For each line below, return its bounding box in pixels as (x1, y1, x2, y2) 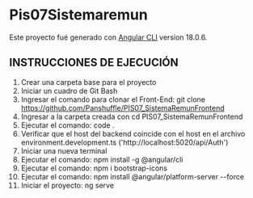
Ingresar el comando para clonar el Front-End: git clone (20, 95, 205, 104)
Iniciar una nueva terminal (20, 145, 108, 155)
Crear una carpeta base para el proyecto (20, 77, 157, 86)
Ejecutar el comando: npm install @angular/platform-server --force (20, 171, 245, 181)
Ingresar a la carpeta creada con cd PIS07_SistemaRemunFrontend (20, 112, 243, 121)
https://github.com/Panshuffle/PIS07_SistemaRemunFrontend (20, 103, 225, 112)
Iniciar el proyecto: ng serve (20, 180, 115, 190)
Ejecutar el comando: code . (20, 120, 116, 130)
